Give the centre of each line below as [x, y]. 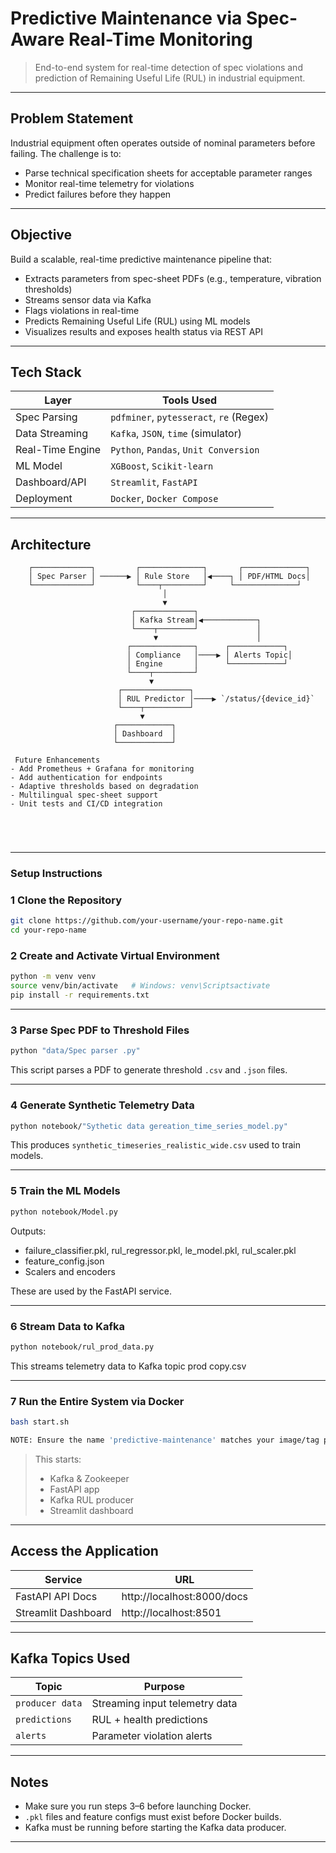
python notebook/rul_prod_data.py [82, 1347]
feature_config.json [64, 1261]
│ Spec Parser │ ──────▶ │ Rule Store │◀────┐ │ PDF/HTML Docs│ [169, 577]
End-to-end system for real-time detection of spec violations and [168, 67]
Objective [41, 235]
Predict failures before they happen [98, 194]
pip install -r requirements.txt [80, 995]
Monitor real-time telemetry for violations [109, 183]
